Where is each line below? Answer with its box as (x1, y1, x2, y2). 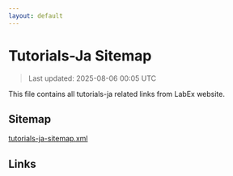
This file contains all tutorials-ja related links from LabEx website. (8, 89, 225, 98)
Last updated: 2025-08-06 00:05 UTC (28, 73, 156, 83)
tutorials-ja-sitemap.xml (8, 134, 88, 144)
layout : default (8, 11, 63, 20)
